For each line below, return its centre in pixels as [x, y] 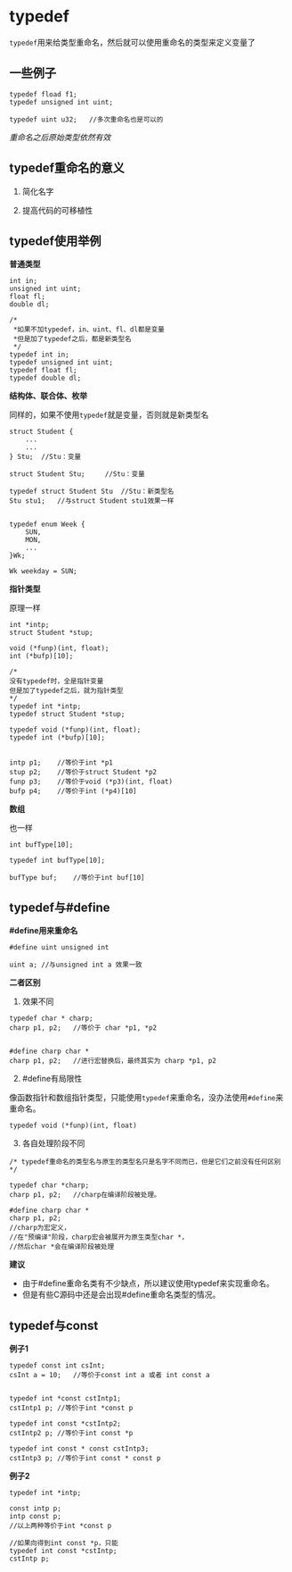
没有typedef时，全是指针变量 [57, 681]
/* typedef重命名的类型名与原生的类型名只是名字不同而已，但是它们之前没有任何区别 [145, 1162]
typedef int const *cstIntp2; [65, 1424]
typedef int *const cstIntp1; [65, 1399]
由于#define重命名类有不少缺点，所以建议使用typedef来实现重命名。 [148, 1284]
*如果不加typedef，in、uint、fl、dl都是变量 [89, 330]
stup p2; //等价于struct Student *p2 [83, 773]
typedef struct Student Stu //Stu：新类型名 [92, 492]
